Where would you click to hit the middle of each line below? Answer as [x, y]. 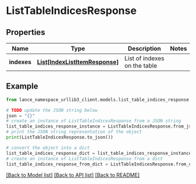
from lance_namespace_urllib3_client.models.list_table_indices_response [98, 100]
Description [145, 49]
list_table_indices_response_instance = [56, 126]
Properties [26, 32]
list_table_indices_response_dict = [50, 153]
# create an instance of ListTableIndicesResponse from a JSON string [94, 121]
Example [22, 86]
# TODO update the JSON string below [52, 110]
